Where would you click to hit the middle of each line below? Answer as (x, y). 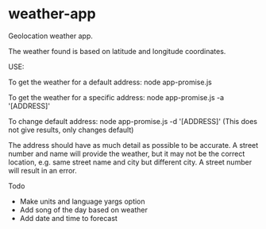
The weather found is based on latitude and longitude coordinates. (117, 51)
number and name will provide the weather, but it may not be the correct (127, 153)
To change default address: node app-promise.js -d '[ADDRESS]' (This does (133, 121)
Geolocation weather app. (50, 36)
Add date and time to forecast (68, 218)
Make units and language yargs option (82, 201)
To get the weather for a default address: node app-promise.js (110, 82)
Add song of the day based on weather (84, 210)
